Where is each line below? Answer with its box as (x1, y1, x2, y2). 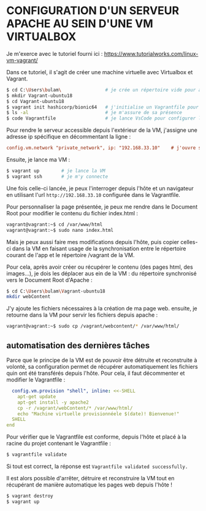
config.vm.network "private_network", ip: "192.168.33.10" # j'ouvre (6, 145, 196, 151)
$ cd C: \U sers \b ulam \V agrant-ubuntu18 (6, 288, 105, 294)
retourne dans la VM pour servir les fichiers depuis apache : (6, 311, 158, 319)
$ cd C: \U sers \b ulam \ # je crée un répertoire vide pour (6, 86, 196, 93)
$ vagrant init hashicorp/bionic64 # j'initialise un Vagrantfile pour (6, 104, 199, 110)
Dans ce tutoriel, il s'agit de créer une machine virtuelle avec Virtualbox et (6, 68, 193, 75)
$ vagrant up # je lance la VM (6, 168, 105, 174)
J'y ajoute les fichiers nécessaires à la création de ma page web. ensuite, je (6, 305, 197, 312)
